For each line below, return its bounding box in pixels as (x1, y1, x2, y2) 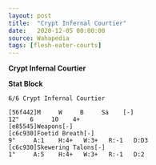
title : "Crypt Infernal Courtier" (8, 19, 127, 27)
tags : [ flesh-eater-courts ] (8, 42, 102, 50)
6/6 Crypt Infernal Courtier (8, 95, 106, 103)
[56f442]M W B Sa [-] (8, 109, 134, 117)
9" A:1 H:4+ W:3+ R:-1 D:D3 (8, 137, 149, 145)
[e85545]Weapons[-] (8, 123, 74, 131)
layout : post (8, 11, 52, 20)
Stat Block (8, 79, 43, 89)
